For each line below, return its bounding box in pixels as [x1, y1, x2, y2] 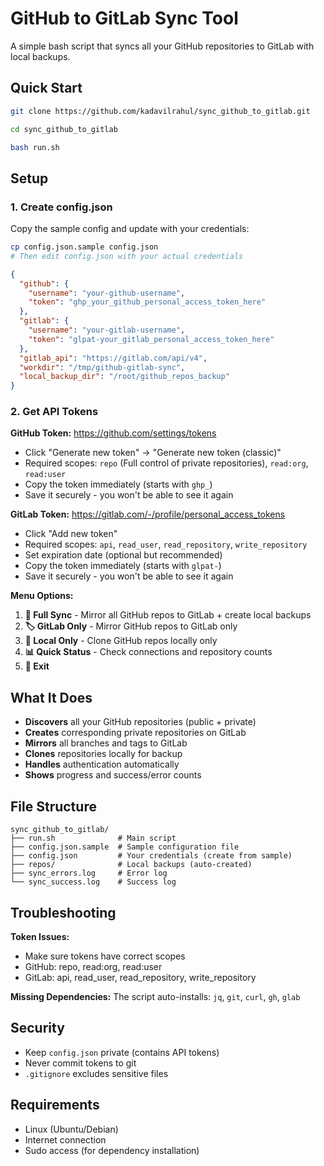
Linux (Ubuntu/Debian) [24, 1123, 119, 1135]
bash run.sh [10, 142, 60, 152]
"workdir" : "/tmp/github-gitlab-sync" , [19, 362, 186, 372]
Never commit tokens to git [24, 1057, 137, 1069]
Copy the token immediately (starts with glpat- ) [24, 560, 222, 572]
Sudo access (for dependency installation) [24, 1144, 200, 1156]
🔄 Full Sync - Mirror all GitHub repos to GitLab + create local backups [24, 609, 312, 621]
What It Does [10, 689, 93, 706]
